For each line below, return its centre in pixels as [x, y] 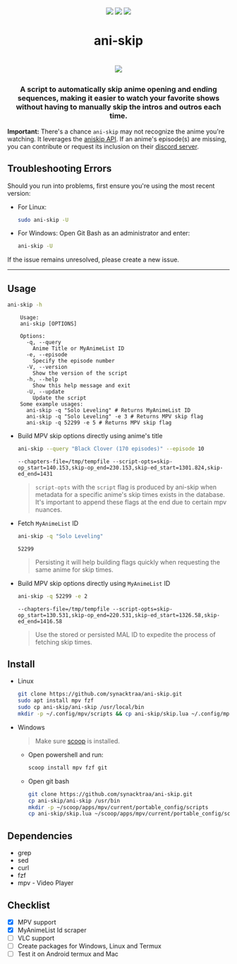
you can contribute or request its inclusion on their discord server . [103, 146]
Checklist [29, 905]
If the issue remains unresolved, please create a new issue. [93, 260]
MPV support [37, 922]
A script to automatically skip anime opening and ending [119, 90]
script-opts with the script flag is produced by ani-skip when [126, 487]
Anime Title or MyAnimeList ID [79, 348]
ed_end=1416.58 [40, 621]
